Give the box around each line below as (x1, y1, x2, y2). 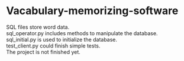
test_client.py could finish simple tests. (6, 42, 101, 49)
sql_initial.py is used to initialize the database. (6, 36, 117, 43)
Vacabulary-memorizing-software (6, 4, 179, 18)
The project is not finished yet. (6, 48, 81, 55)
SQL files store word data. (6, 23, 70, 30)
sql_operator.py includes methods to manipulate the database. (6, 29, 158, 36)
